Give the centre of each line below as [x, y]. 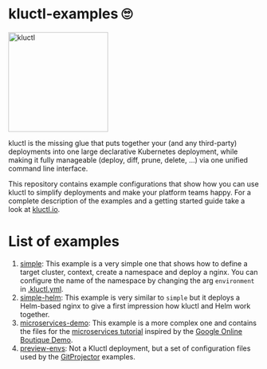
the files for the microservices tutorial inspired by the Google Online [131, 331]
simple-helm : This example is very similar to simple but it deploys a [130, 297]
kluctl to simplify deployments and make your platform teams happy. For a [130, 192]
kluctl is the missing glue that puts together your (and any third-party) [123, 143]
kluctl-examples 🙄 [71, 14]
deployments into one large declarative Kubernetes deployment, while [123, 151]
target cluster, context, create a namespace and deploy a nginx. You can [139, 272]
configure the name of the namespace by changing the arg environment [137, 281]
